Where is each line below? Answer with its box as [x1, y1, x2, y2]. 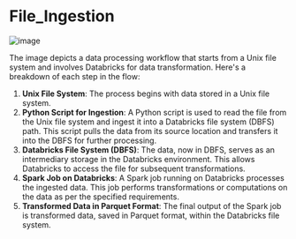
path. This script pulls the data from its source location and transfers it [21, 125, 278, 136]
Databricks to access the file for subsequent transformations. [21, 163, 246, 174]
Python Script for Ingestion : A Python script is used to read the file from [21, 107, 287, 117]
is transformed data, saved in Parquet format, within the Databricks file [21, 210, 280, 220]
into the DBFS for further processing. [21, 135, 157, 146]
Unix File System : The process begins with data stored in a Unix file [21, 88, 270, 99]
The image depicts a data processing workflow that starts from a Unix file [9, 52, 277, 63]
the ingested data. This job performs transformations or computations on [21, 182, 288, 192]
